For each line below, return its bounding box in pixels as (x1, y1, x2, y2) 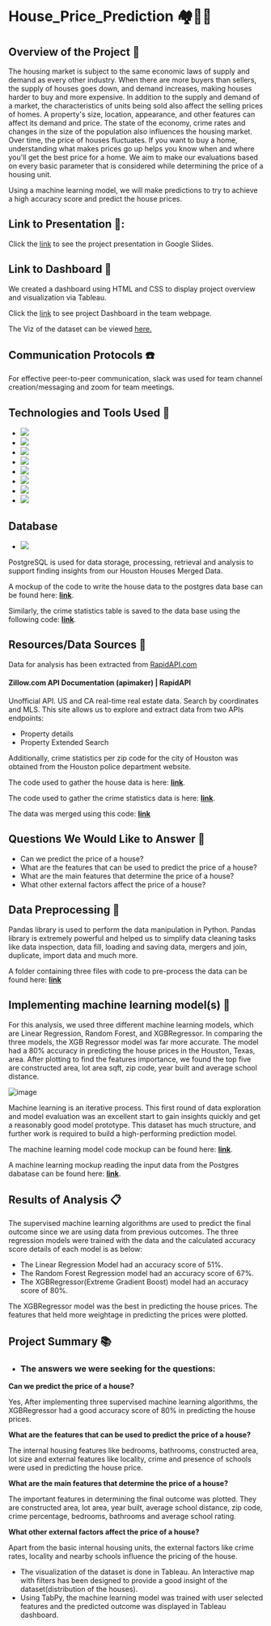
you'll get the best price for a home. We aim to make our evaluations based (8, 152, 259, 162)
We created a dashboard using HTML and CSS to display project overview (8, 283, 256, 293)
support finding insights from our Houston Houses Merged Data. (8, 566, 223, 576)
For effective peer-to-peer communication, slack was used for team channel (8, 374, 263, 384)
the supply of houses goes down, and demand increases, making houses (8, 83, 252, 93)
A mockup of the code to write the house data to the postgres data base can (8, 581, 263, 592)
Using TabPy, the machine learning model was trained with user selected (19, 1593, 264, 1603)
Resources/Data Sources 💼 (8, 638, 147, 652)
